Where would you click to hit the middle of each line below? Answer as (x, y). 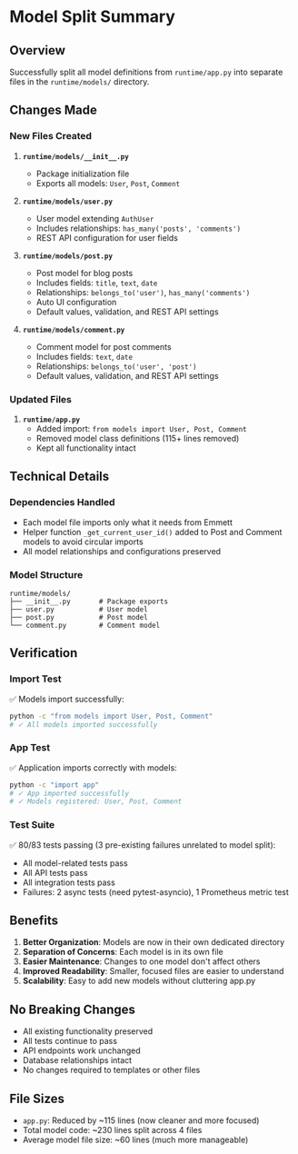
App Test (30, 748)
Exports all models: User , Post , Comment (108, 183)
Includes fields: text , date (84, 356)
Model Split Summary (92, 17)
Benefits (34, 921)
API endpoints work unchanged (81, 1050)
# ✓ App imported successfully (70, 793)
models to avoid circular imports (83, 542)
